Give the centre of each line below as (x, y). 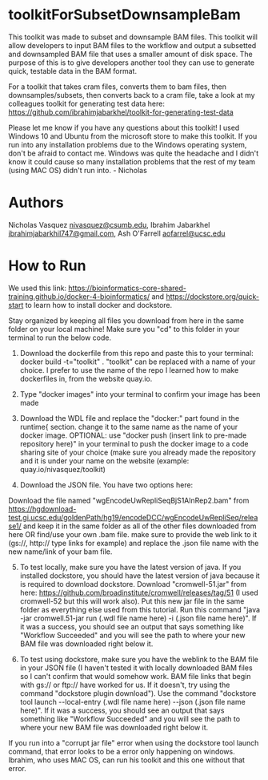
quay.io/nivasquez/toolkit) (63, 469)
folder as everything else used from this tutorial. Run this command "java (140, 609)
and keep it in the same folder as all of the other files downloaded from (140, 526)
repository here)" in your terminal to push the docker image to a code (134, 443)
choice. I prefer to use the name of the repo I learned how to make (129, 370)
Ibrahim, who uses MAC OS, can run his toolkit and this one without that (127, 760)
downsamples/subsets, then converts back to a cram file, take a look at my (132, 95)
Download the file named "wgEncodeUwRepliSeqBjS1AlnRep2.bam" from (129, 500)
